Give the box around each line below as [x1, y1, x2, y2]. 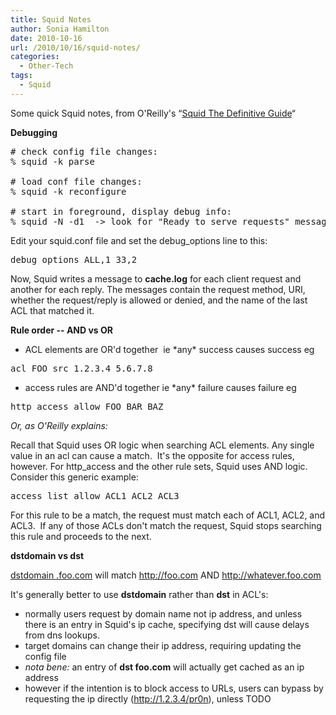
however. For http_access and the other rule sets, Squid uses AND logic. [10, 460, 308, 472]
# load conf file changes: [10, 176, 143, 187]
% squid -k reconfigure [10, 186, 127, 197]
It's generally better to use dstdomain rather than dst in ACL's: [10, 588, 269, 600]
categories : [10, 52, 60, 62]
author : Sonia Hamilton [10, 24, 110, 34]
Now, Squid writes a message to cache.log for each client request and [10, 272, 302, 285]
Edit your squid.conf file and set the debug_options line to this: [10, 234, 268, 246]
